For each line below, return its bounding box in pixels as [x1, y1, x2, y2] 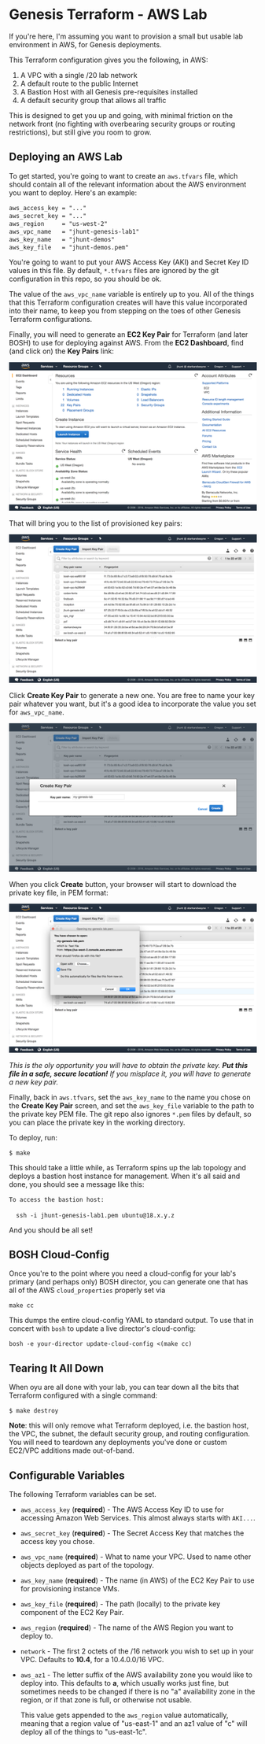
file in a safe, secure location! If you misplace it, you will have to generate [9, 1069, 251, 1078]
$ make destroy [9, 1407, 59, 1415]
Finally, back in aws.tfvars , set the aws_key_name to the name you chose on [9, 1092, 251, 1102]
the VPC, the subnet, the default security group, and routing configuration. [9, 1429, 250, 1439]
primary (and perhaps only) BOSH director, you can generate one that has [9, 1277, 248, 1287]
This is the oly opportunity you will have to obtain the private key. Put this [9, 1060, 248, 1070]
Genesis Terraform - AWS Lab [9, 6, 208, 24]
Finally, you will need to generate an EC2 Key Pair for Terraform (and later [9, 329, 248, 339]
